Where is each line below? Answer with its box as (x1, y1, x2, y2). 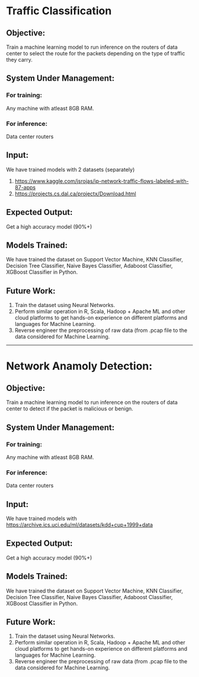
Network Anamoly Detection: (6, 359, 153, 373)
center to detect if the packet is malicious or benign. (6, 405, 133, 412)
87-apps (14, 184, 36, 191)
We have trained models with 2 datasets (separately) (6, 166, 135, 173)
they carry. (6, 56, 33, 63)
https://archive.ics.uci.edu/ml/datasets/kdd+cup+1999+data (6, 521, 153, 529)
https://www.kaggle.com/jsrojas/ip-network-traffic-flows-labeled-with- (14, 177, 189, 185)
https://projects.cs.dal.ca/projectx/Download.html (14, 190, 136, 197)
